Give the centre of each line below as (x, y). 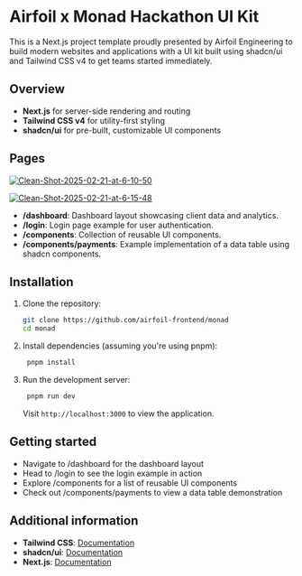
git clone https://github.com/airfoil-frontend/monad (125, 321)
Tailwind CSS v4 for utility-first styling (93, 120)
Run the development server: (76, 380)
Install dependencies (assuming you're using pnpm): (120, 346)
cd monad (39, 329)
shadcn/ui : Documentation (73, 552)
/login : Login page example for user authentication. (118, 225)
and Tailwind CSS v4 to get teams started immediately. (111, 60)
